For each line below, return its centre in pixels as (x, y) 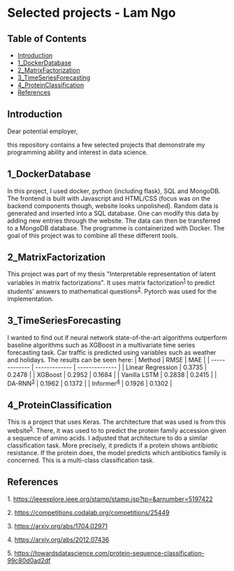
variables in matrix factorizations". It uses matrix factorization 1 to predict (111, 282)
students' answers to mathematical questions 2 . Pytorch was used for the (112, 291)
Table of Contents (47, 39)
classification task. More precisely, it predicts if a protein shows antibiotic (113, 445)
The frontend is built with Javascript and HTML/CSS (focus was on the (109, 198)
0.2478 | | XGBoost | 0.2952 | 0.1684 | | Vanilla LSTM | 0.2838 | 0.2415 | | (112, 374)
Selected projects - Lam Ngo (92, 13)
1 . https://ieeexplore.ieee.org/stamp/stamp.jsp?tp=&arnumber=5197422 (110, 499)
